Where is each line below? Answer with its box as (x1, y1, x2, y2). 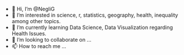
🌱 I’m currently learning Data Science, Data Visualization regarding (11, 24, 173, 31)
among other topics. (11, 18, 61, 24)
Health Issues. (11, 30, 47, 37)
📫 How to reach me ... (11, 43, 66, 49)
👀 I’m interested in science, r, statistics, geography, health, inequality (11, 12, 178, 19)
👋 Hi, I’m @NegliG (11, 6, 55, 12)
